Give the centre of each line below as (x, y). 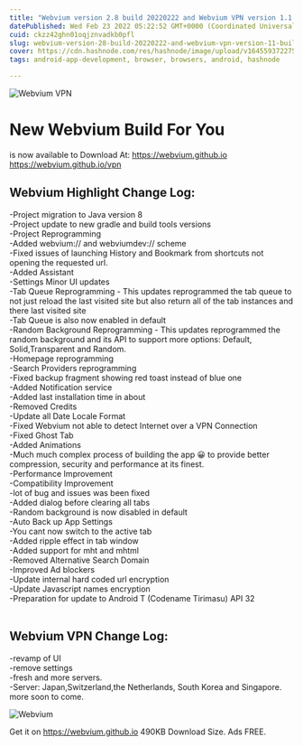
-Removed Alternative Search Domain (79, 560)
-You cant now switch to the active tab (81, 531)
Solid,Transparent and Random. (68, 349)
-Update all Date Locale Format (68, 415)
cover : (22, 51)
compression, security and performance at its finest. (107, 464)
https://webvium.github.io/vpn (65, 164)
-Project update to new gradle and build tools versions (110, 224)
